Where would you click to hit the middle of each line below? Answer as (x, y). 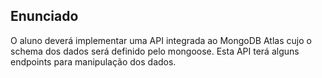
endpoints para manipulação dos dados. (93, 61)
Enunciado (44, 16)
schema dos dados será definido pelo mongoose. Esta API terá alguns (155, 51)
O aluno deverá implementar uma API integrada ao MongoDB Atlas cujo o (161, 40)
